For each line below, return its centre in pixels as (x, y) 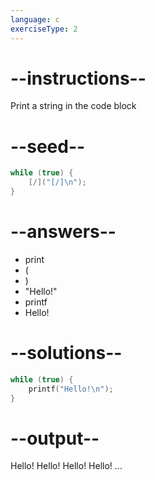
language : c (35, 19)
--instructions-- (78, 78)
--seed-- (48, 146)
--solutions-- (66, 353)
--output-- (55, 438)
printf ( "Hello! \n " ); (71, 389)
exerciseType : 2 (44, 29)
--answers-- (63, 232)
